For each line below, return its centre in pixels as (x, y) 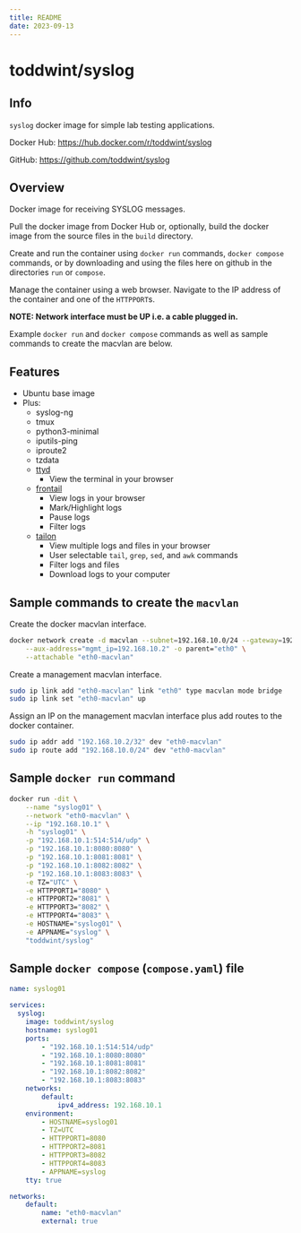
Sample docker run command (93, 778)
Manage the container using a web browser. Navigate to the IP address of (145, 290)
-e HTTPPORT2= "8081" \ (68, 899)
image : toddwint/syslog (70, 1022)
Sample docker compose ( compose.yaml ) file (127, 969)
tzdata (47, 460)
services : (28, 1005)
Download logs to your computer (109, 574)
